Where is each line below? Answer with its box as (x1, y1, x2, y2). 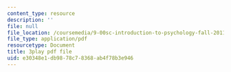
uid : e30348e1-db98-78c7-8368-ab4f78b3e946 (7, 55, 134, 62)
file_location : (7, 29, 51, 36)
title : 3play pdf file (7, 49, 72, 56)
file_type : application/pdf (7, 36, 88, 43)
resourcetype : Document (7, 42, 76, 49)
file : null (7, 23, 38, 29)
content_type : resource (7, 10, 76, 17)
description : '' (7, 16, 54, 23)
